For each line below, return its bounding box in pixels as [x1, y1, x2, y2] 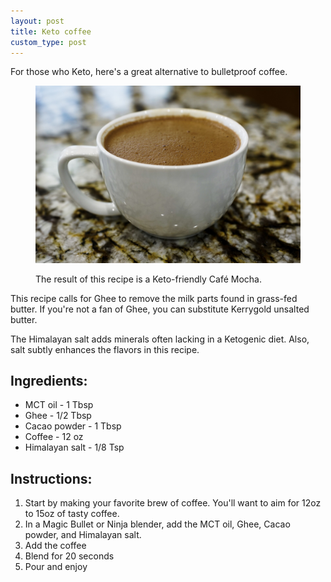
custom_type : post [10, 37, 87, 47]
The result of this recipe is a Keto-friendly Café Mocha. [35, 273, 262, 285]
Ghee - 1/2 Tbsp [24, 410, 92, 422]
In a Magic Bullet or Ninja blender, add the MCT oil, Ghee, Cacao [24, 518, 291, 530]
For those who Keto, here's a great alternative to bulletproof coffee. [10, 66, 288, 78]
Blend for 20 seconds [24, 550, 115, 562]
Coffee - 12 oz [24, 431, 84, 443]
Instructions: [10, 470, 93, 487]
